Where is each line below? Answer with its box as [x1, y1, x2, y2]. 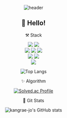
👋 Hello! [21, 19, 46, 27]
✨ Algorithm [21, 78, 46, 84]
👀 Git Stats [23, 97, 44, 103]
